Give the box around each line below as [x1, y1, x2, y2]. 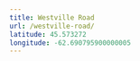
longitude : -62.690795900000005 [9, 38, 131, 48]
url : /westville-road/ [9, 22, 95, 30]
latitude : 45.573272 [9, 30, 88, 39]
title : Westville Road [9, 13, 95, 22]
